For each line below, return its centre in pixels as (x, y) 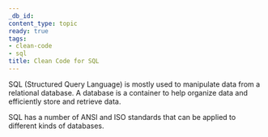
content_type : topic (43, 24)
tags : (17, 39)
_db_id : (21, 16)
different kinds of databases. (56, 126)
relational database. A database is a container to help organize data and (128, 92)
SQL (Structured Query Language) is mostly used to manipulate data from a (134, 84)
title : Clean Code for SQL (54, 62)
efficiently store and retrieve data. (65, 101)
